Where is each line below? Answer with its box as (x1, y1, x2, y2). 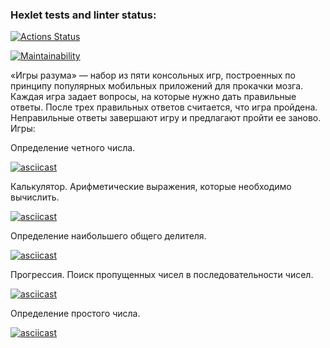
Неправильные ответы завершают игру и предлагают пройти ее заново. (10, 112, 322, 124)
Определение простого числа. (10, 308, 141, 320)
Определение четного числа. (10, 142, 136, 154)
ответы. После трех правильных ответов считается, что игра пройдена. (10, 101, 318, 113)
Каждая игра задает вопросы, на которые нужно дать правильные (10, 91, 297, 103)
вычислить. (10, 191, 60, 203)
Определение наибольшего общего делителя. (10, 230, 207, 242)
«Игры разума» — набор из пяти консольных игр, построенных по (10, 69, 296, 82)
